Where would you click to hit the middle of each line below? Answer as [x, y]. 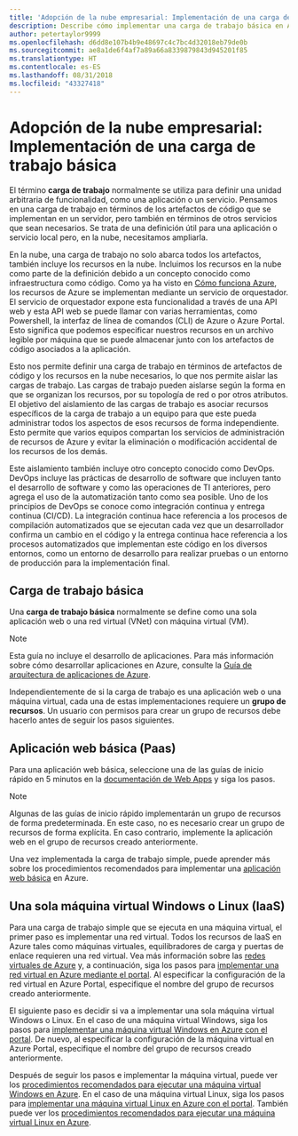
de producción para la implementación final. [90, 563]
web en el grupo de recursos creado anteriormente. [104, 842]
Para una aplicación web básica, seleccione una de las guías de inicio [137, 770]
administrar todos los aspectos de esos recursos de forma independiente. [144, 422]
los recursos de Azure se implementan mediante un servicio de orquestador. [149, 292]
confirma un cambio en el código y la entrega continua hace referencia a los [149, 534]
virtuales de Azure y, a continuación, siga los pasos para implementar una [144, 965]
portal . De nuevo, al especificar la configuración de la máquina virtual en [142, 1039]
